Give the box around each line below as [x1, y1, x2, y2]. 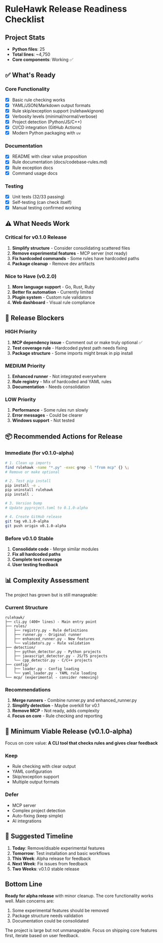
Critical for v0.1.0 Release [5, 234, 67, 241]
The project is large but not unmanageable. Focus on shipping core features [5, 927, 157, 933]
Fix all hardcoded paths [12, 551, 61, 557]
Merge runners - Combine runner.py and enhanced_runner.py [12, 698, 137, 703]
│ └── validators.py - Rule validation [5, 641, 91, 646]
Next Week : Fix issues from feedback [12, 860, 88, 866]
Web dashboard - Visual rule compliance [12, 300, 95, 306]
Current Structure [5, 604, 48, 611]
